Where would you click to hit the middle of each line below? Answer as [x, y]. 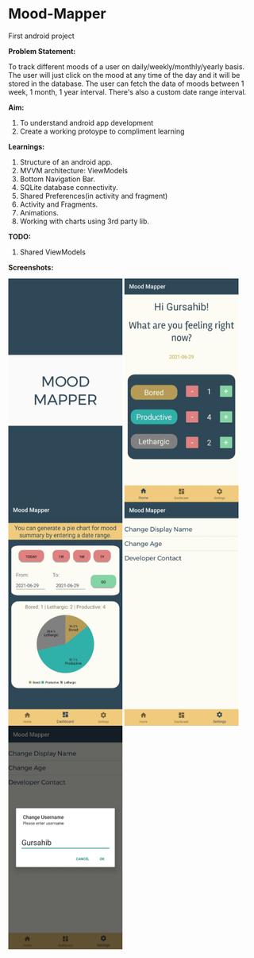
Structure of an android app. [66, 162]
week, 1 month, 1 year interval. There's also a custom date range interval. [127, 91]
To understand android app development [87, 122]
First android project [42, 36]
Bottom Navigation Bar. [57, 179]
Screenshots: [31, 267]
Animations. [39, 212]
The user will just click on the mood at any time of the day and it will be [124, 75]
